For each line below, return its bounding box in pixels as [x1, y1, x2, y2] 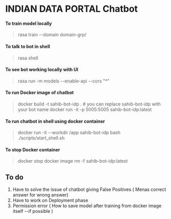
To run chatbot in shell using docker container [5, 118, 105, 124]
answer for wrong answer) [12, 192, 69, 198]
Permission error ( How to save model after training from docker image [12, 203, 162, 209]
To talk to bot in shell [5, 43, 50, 49]
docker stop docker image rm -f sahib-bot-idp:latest [17, 158, 128, 164]
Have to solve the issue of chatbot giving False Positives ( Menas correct [12, 186, 166, 192]
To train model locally [5, 20, 52, 26]
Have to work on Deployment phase [12, 198, 88, 204]
